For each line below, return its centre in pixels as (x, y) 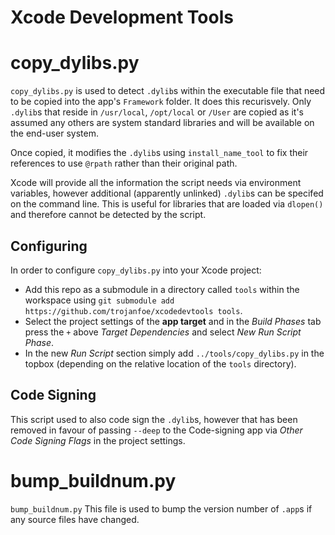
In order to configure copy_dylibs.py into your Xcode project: (136, 270)
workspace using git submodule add (99, 300)
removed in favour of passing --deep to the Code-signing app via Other (156, 430)
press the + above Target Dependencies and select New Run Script (163, 332)
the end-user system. (54, 133)
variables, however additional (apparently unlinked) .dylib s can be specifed (167, 193)
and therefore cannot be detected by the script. (108, 215)
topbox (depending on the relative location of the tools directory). (160, 363)
